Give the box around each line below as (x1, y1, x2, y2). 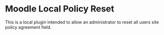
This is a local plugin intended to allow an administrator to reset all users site (5, 19, 159, 25)
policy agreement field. (5, 24, 52, 30)
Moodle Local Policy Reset (5, 3, 115, 14)
